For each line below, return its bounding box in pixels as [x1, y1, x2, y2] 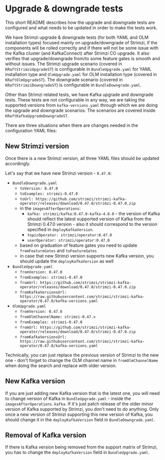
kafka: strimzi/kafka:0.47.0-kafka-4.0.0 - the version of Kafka [27, 210, 160, 216]
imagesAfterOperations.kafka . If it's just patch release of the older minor [5, 401, 154, 407]
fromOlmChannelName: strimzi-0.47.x [19, 314, 96, 319]
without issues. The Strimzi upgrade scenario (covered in [5, 61, 123, 67]
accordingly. [5, 160, 31, 167]
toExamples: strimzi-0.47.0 [19, 191, 78, 196]
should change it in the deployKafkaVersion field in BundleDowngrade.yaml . [5, 416, 156, 423]
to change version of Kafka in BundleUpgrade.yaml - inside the [5, 395, 131, 401]
